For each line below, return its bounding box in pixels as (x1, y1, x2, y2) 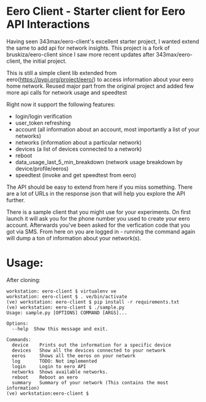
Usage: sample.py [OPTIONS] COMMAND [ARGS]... (6, 309, 128, 316)
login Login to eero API (12, 363, 86, 369)
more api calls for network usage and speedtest (6, 89, 128, 96)
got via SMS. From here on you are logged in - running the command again (6, 227, 196, 235)
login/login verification (15, 112, 72, 120)
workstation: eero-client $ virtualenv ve (6, 288, 116, 294)
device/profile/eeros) (15, 165, 69, 172)
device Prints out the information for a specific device (12, 342, 172, 348)
